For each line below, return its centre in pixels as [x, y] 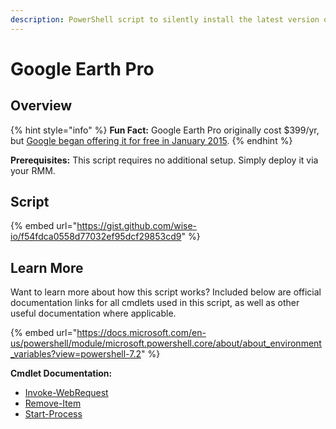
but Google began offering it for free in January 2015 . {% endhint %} [151, 140]
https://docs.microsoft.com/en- [141, 333]
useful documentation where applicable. [93, 313]
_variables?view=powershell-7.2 [76, 354]
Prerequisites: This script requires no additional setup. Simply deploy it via [164, 160]
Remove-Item [53, 403]
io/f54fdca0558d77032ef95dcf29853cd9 [96, 237]
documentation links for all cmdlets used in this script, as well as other [155, 303]
